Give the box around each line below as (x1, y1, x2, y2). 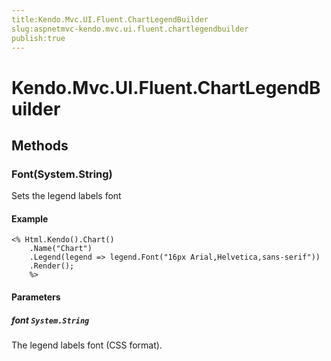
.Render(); (29, 261, 75, 271)
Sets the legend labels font (11, 190, 122, 202)
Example (11, 212, 49, 225)
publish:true (11, 33, 66, 43)
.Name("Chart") (29, 244, 93, 254)
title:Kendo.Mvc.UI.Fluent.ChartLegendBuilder (11, 14, 209, 25)
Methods (11, 137, 69, 154)
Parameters (11, 291, 61, 303)
